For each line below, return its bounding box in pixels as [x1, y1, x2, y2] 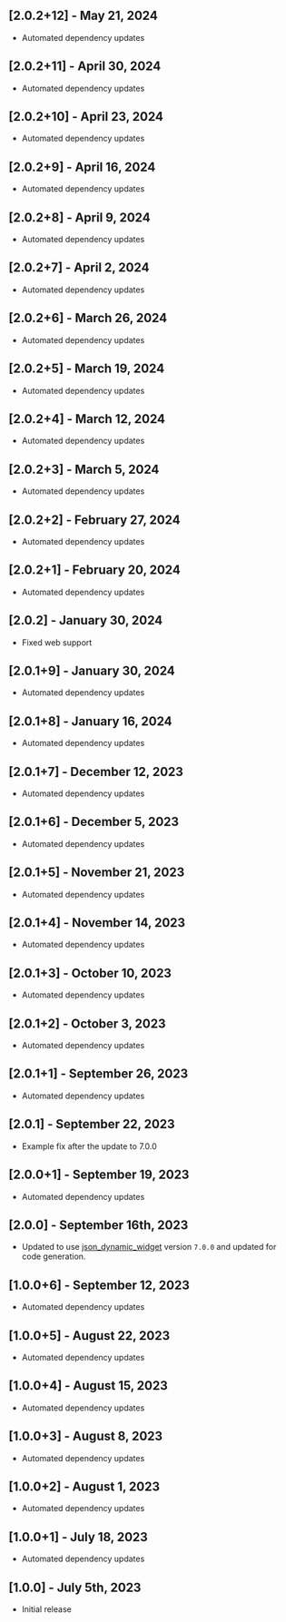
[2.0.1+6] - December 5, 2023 [8, 814, 179, 830]
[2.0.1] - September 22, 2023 [8, 1116, 175, 1132]
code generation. [21, 1251, 86, 1262]
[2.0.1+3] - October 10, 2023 [8, 965, 172, 980]
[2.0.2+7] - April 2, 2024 [8, 260, 150, 276]
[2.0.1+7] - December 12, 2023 [8, 763, 183, 780]
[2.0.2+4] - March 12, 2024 [8, 411, 165, 427]
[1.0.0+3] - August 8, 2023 [8, 1429, 163, 1444]
